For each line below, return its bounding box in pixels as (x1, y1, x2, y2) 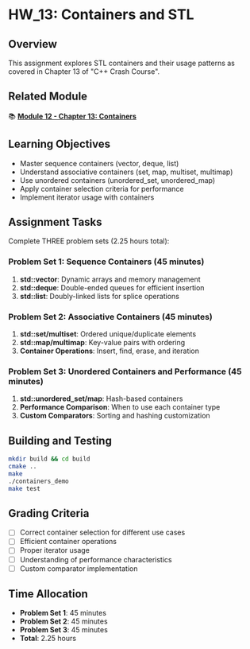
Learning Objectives (8, 138, 111, 151)
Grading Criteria (8, 507, 90, 520)
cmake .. (8, 463, 37, 471)
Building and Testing (8, 433, 113, 447)
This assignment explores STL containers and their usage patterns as (8, 58, 236, 68)
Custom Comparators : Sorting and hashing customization (19, 411, 210, 421)
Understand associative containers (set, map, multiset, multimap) (19, 167, 233, 177)
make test (8, 484, 41, 492)
